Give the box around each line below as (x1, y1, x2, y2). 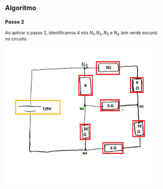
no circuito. (5, 36, 28, 42)
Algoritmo (5, 4, 37, 12)
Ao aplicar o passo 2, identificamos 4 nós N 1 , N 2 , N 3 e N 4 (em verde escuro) (5, 29, 158, 37)
